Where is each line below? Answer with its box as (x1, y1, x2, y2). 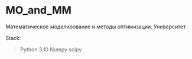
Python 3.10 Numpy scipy (19, 45, 82, 53)
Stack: (5, 34, 21, 41)
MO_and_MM (5, 4, 72, 17)
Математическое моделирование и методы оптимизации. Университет (5, 23, 186, 30)
